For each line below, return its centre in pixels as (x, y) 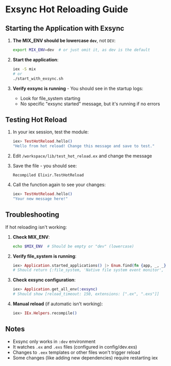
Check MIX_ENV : (31, 237)
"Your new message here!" (40, 199)
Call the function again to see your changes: (59, 185)
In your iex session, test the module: (51, 132)
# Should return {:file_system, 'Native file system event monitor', (88, 270)
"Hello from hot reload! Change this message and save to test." (83, 146)
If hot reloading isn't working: (36, 227)
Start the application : (35, 59)
